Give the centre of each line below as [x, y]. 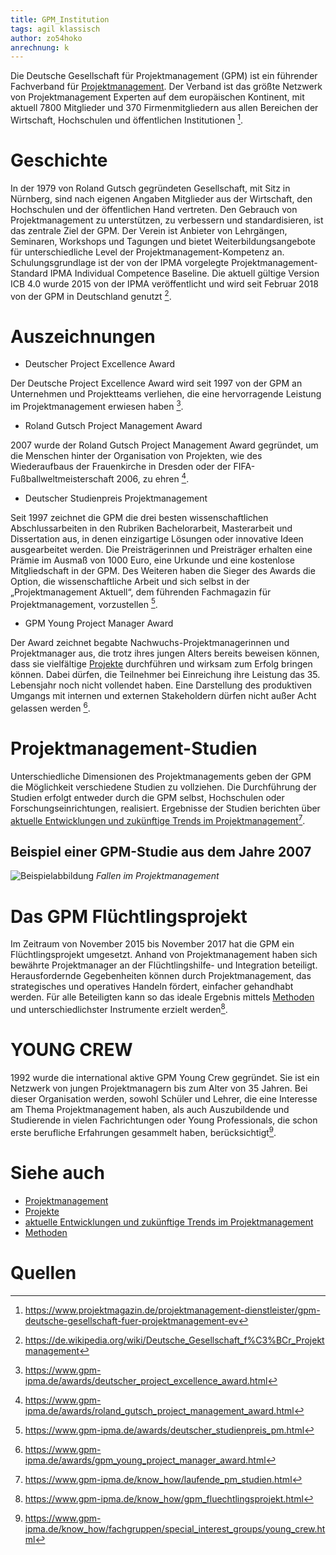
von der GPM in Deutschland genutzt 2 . [91, 295]
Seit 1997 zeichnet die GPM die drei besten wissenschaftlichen [139, 517]
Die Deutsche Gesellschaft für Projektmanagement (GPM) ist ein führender [164, 76]
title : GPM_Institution [60, 19]
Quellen [43, 1272]
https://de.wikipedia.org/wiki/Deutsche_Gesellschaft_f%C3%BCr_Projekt [174, 1340]
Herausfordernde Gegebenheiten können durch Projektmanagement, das [161, 976]
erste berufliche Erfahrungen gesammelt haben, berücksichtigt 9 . [143, 1131]
